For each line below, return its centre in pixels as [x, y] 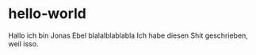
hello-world [48, 14]
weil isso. [23, 43]
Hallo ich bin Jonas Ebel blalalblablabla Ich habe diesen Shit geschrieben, [128, 35]
